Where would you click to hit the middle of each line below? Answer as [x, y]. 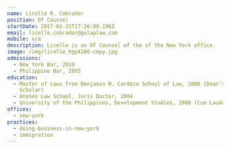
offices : [20, 109]
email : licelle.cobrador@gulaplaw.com [62, 33]
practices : [23, 122]
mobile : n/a [24, 39]
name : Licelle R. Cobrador [46, 13]
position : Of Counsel [38, 20]
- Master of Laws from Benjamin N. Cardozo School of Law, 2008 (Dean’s [119, 84]
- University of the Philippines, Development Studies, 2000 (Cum [110, 103]
